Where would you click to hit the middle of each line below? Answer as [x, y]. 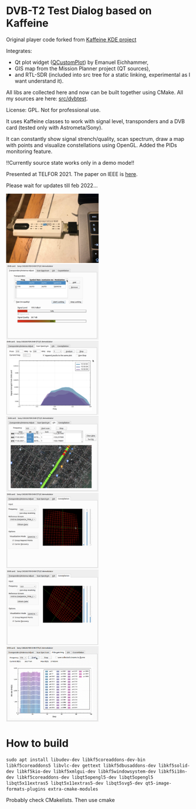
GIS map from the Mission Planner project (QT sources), [82, 68]
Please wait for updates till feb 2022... [52, 185]
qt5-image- [158, 783]
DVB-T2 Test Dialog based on [79, 11]
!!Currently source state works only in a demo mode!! [70, 163]
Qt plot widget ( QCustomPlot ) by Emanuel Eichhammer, [81, 62]
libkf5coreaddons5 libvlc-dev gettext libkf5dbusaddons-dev [81, 766]
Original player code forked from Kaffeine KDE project [71, 39]
